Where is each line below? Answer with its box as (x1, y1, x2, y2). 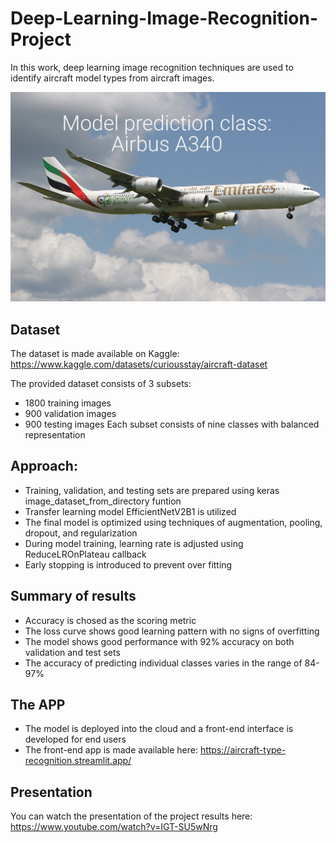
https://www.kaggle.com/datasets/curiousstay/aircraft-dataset (10, 358, 268, 370)
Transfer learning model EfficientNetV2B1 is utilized (24, 505, 237, 517)
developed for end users (24, 733, 127, 746)
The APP (10, 696, 66, 713)
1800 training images (24, 397, 112, 409)
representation (24, 428, 86, 441)
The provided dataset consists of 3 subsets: (10, 377, 192, 389)
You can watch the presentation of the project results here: (10, 810, 253, 822)
